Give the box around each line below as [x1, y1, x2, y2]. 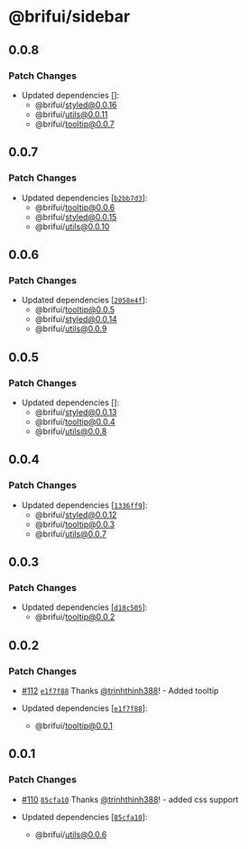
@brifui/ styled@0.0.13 [34, 406, 118, 417]
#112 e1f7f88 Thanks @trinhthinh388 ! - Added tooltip [21, 686, 219, 696]
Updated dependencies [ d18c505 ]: [21, 602, 148, 613]
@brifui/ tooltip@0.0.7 [34, 118, 115, 129]
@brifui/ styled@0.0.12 [34, 509, 117, 520]
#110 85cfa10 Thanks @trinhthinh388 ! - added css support [21, 794, 239, 805]
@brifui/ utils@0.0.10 [34, 221, 110, 232]
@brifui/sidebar [8, 6, 131, 27]
